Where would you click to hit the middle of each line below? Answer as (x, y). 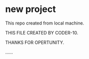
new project (31, 9)
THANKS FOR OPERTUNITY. (35, 42)
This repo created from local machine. (45, 23)
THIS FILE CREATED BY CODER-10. (42, 32)
